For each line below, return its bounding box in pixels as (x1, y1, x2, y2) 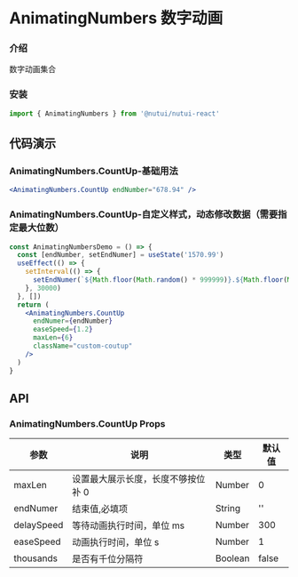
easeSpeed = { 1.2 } (32, 325, 93, 334)
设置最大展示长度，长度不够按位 (72, 473, 206, 485)
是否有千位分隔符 (72, 553, 144, 565)
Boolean (215, 552, 250, 565)
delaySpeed (13, 519, 64, 532)
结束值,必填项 (72, 503, 129, 516)
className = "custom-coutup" (32, 341, 133, 351)
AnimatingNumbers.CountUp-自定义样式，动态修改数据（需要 (9, 208, 278, 220)
